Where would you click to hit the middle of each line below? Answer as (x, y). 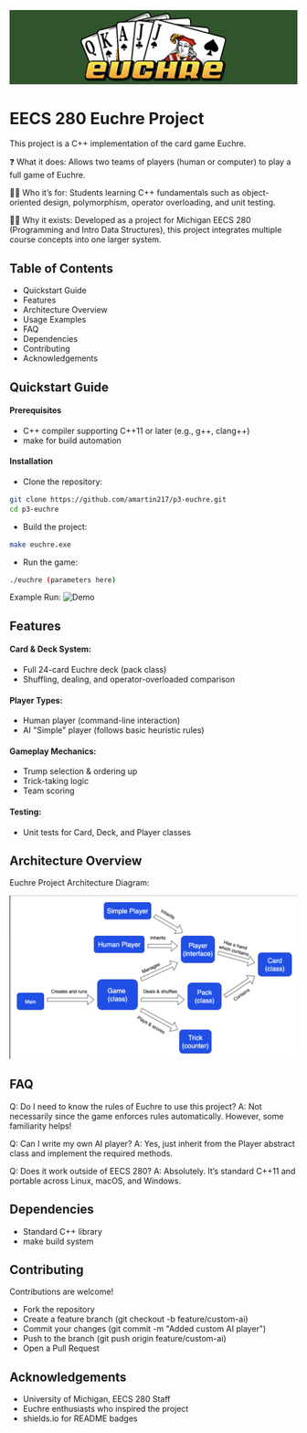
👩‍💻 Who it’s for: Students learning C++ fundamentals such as (125, 193)
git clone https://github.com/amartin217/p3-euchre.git (118, 499)
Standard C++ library (63, 1231)
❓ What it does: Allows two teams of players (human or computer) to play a (150, 162)
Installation (31, 462)
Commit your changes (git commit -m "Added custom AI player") (144, 1329)
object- (255, 193)
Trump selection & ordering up (80, 771)
